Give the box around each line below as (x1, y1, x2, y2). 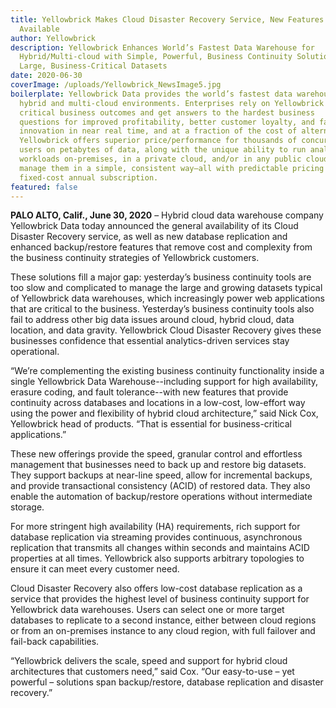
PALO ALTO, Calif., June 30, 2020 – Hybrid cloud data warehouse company (10, 209, 324, 221)
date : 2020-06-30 (10, 71, 83, 81)
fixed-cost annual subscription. (19, 172, 159, 183)
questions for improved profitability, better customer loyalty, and (19, 117, 315, 127)
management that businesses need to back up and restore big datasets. (10, 459, 307, 471)
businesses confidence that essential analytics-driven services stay (10, 335, 290, 347)
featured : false (10, 182, 78, 192)
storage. (10, 501, 45, 513)
